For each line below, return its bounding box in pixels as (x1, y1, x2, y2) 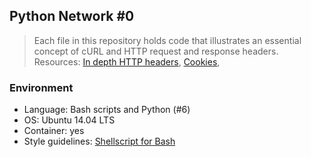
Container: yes (23, 125, 85, 137)
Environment (9, 80, 74, 94)
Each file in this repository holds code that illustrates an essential (33, 34, 302, 46)
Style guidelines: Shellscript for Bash (23, 135, 176, 148)
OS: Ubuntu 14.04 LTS (23, 114, 116, 126)
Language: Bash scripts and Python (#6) (23, 104, 191, 116)
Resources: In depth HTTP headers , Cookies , (33, 55, 221, 68)
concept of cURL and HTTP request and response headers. (33, 45, 279, 57)
